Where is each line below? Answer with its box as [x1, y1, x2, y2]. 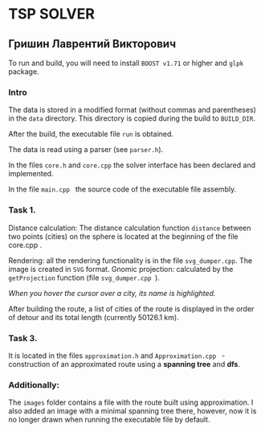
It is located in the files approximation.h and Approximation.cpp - [8, 351, 226, 360]
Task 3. [8, 332, 38, 344]
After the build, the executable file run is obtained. [8, 130, 174, 139]
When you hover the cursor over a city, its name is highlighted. [8, 288, 216, 298]
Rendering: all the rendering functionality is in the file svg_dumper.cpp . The [8, 255, 253, 265]
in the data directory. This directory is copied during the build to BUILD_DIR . [8, 113, 255, 123]
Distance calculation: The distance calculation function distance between [8, 223, 251, 232]
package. [8, 67, 39, 76]
